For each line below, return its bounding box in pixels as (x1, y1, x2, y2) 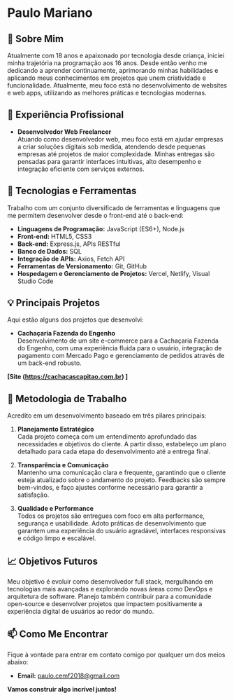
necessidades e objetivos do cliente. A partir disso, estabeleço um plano (17, 440, 227, 448)
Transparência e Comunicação (17, 461, 109, 469)
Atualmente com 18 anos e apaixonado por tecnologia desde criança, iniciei (7, 51, 225, 60)
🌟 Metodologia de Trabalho (7, 392, 127, 404)
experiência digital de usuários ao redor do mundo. (7, 608, 154, 616)
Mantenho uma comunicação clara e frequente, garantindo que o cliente (17, 468, 226, 477)
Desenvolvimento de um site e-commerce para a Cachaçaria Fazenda (17, 336, 219, 345)
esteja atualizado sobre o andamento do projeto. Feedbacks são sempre (17, 476, 226, 484)
